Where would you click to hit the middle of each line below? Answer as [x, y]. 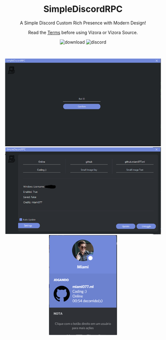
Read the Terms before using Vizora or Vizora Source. [83, 32]
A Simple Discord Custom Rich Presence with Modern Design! [83, 23]
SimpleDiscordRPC [83, 9]
